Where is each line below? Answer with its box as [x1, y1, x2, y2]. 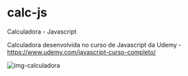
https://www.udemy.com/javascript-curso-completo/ [7, 48, 156, 56]
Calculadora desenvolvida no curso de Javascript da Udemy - [7, 40, 182, 49]
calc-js [7, 5, 48, 21]
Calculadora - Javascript [7, 27, 77, 36]
